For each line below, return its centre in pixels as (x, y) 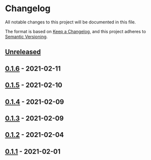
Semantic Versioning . (26, 37)
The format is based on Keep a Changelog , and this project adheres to (75, 31)
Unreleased (23, 52)
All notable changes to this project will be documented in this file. (71, 22)
